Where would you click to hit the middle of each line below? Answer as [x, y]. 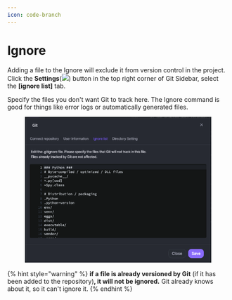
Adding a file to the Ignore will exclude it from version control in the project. [116, 70]
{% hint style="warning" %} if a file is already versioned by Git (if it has [112, 273]
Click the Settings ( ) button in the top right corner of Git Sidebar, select [113, 78]
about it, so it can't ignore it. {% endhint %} [70, 289]
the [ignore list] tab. [37, 86]
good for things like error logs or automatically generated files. [98, 107]
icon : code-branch [34, 15]
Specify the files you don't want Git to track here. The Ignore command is [114, 99]
